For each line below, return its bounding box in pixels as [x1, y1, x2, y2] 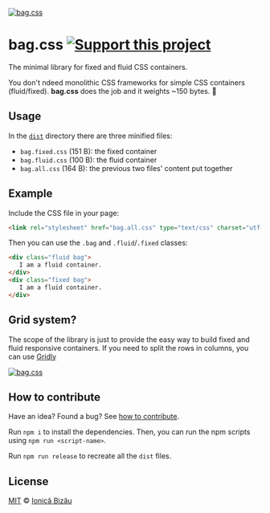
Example [8, 187, 53, 201]
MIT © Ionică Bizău [8, 496, 72, 506]
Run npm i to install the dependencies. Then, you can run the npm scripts [8, 427, 251, 437]
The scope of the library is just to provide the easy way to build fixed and [8, 334, 251, 344]
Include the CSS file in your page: [8, 208, 119, 218]
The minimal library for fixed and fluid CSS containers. [8, 62, 188, 71]
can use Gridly [8, 352, 57, 361]
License [8, 474, 49, 488]
